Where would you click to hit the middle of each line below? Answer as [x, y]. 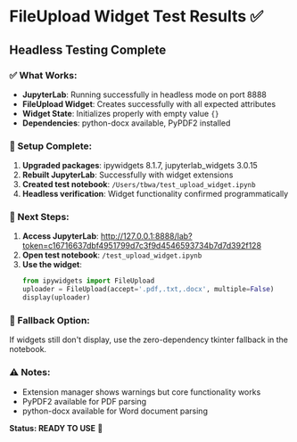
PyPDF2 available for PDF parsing [84, 401]
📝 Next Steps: [39, 217]
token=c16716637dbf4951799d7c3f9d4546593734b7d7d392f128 [141, 246]
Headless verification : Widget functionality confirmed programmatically [155, 194]
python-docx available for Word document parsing [115, 411]
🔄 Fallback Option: [50, 321]
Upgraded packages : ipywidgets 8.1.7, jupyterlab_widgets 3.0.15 [140, 166]
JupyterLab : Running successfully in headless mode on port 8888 [144, 94]
